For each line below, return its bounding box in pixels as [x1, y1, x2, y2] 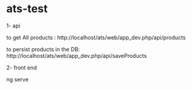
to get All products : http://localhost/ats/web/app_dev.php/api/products [6, 34, 186, 41]
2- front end [6, 63, 37, 71]
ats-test [6, 2, 48, 16]
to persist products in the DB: [6, 45, 80, 53]
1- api [6, 22, 20, 29]
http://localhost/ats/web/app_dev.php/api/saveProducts [6, 52, 147, 59]
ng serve [6, 76, 29, 83]
